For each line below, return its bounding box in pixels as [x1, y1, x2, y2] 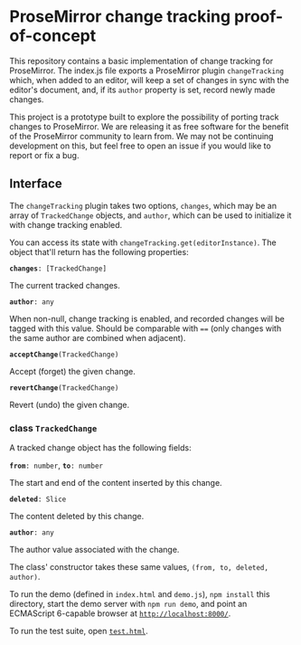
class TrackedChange [9, 422, 98, 434]
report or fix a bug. [9, 149, 80, 160]
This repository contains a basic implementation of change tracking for [9, 55, 274, 66]
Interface [9, 176, 62, 192]
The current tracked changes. [9, 280, 120, 290]
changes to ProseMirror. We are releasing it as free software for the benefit [9, 120, 289, 132]
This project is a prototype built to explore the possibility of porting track [9, 111, 279, 122]
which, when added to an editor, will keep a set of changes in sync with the [9, 74, 289, 85]
